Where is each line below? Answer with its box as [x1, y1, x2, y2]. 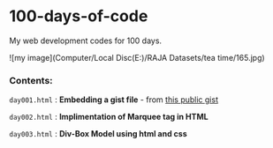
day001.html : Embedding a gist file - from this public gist [9, 94, 219, 105]
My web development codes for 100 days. [9, 35, 162, 46]
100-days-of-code [9, 6, 148, 26]
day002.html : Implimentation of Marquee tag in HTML [9, 112, 209, 122]
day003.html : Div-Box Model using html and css [9, 129, 187, 139]
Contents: [9, 74, 53, 86]
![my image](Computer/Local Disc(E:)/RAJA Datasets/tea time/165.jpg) [9, 52, 265, 63]
